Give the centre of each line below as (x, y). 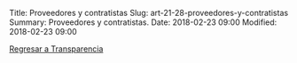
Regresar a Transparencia (56, 49)
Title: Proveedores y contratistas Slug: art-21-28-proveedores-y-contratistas (149, 13)
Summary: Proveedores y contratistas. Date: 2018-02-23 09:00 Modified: (143, 22)
